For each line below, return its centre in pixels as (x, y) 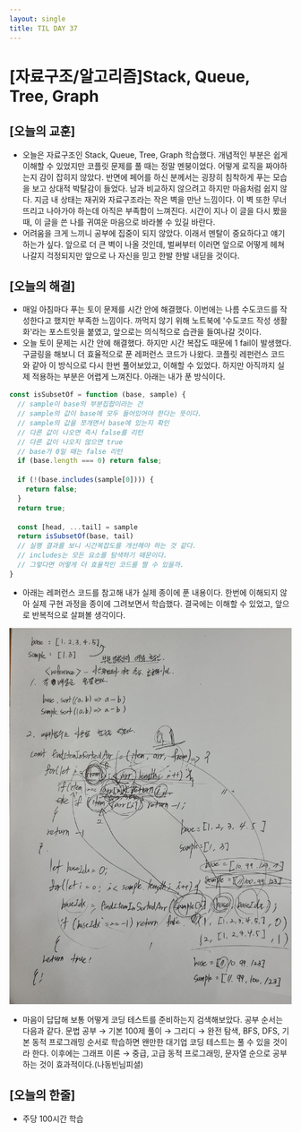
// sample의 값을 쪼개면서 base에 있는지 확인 (94, 423)
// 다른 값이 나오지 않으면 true (70, 442)
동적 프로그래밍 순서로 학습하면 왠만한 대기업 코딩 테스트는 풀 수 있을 (151, 1042)
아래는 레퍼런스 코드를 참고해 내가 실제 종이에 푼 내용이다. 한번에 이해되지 (150, 592)
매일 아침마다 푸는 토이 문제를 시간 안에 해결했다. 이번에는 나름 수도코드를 (150, 310)
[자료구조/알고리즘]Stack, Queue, (130, 77)
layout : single (38, 19)
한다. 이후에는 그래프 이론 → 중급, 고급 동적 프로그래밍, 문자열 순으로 (151, 1053)
